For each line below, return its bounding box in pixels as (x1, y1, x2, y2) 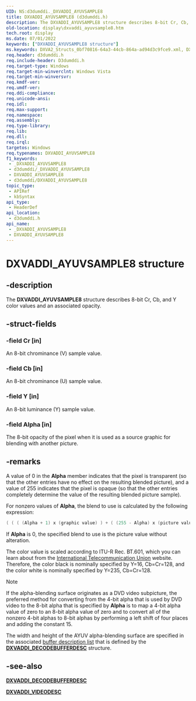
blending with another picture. (6, 440, 79, 447)
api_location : (6, 210, 41, 216)
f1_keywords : (6, 156, 38, 162)
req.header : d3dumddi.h (6, 52, 64, 58)
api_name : (6, 221, 30, 227)
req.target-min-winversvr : (6, 74, 72, 80)
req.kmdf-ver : (6, 80, 41, 86)
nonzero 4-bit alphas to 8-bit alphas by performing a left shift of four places (6, 614, 188, 621)
